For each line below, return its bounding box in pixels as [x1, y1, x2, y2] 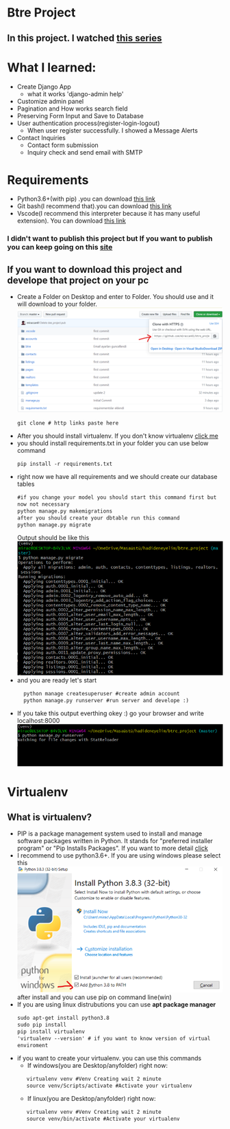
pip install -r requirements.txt [16, 460, 113, 468]
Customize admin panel [16, 97, 84, 105]
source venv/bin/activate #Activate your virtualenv [26, 1115, 180, 1123]
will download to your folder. [16, 300, 98, 309]
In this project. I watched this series [7, 32, 162, 44]
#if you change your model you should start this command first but [16, 494, 217, 501]
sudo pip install [16, 1022, 67, 1029]
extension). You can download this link [16, 216, 127, 225]
